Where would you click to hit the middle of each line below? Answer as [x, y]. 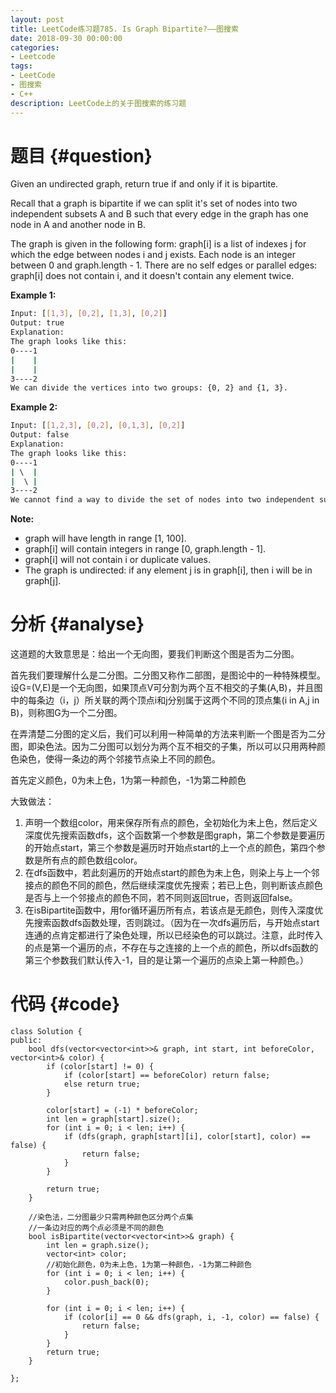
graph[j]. [43, 581]
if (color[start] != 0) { [100, 1067]
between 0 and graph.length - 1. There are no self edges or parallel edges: [164, 265]
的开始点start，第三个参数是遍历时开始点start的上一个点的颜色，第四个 [170, 848]
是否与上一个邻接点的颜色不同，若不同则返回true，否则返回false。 [161, 898]
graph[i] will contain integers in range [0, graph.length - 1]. [145, 549]
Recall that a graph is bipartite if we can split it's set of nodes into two [154, 203]
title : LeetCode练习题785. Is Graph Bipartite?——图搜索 [124, 29]
